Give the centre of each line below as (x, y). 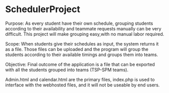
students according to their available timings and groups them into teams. (82, 55)
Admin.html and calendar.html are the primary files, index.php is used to (80, 79)
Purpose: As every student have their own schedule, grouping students (79, 23)
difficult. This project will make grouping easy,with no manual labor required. (85, 34)
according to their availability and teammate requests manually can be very (83, 28)
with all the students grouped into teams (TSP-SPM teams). (67, 70)
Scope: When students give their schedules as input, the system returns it (82, 43)
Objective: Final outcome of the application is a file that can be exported (80, 64)
